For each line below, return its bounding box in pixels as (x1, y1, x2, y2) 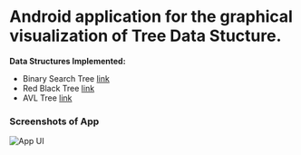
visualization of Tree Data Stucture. (9, 25, 282, 46)
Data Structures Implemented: (9, 55, 126, 66)
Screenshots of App (9, 115, 100, 128)
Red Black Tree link (22, 82, 95, 93)
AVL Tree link (22, 92, 73, 103)
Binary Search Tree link (22, 73, 111, 83)
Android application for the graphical (9, 6, 293, 27)
